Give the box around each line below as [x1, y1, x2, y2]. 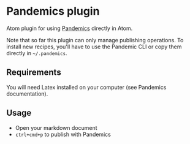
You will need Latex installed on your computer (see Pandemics [6, 83, 167, 91]
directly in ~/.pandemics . [6, 49, 67, 56]
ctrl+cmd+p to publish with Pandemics [15, 131, 112, 138]
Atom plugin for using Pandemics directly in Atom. [6, 25, 133, 32]
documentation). [6, 90, 48, 97]
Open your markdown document [15, 124, 97, 131]
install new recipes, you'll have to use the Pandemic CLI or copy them [6, 43, 182, 50]
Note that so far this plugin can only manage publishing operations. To [6, 36, 184, 44]
